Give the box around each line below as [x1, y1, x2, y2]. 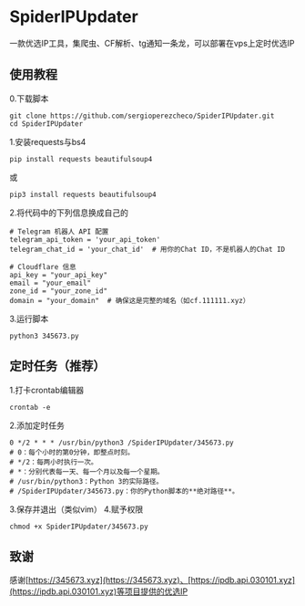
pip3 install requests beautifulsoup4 [9, 190, 157, 199]
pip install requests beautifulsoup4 [9, 154, 153, 163]
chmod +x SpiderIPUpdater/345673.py [9, 522, 148, 531]
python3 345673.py [9, 331, 79, 340]
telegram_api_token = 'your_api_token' [9, 235, 161, 244]
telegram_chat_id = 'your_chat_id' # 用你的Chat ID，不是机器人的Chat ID [9, 245, 286, 254]
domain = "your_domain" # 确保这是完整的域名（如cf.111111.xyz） [9, 296, 250, 305]
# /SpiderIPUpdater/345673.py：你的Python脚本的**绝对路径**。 [9, 486, 239, 496]
